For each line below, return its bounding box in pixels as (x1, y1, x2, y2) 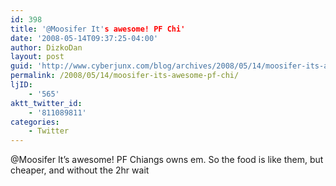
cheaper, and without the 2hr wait (10, 164, 150, 176)
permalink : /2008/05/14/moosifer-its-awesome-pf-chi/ (10, 71, 240, 81)
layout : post (10, 52, 65, 62)
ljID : (10, 80, 33, 90)
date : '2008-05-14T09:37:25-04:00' (10, 33, 159, 43)
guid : (10, 61, 33, 71)
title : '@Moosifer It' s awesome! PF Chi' (10, 24, 186, 34)
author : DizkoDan (10, 42, 83, 53)
